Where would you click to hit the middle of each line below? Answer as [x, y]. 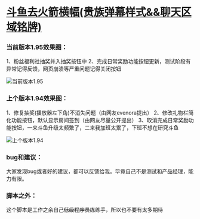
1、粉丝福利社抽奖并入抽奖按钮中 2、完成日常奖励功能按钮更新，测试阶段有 [99, 61]
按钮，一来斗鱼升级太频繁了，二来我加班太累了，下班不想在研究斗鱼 [95, 127]
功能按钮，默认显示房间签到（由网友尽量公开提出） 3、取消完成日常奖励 [100, 120]
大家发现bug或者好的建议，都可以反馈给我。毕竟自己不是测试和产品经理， [97, 171]
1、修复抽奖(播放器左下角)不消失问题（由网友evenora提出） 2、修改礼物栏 [97, 112]
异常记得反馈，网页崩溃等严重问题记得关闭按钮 [64, 69]
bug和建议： [24, 157]
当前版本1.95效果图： [37, 47]
